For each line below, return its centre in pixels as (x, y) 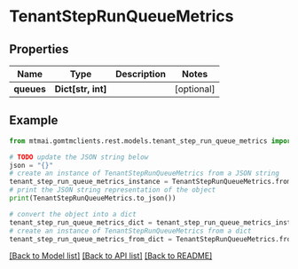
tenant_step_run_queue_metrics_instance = (89, 182)
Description (141, 74)
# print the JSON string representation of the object (113, 190)
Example (34, 120)
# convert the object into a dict (73, 214)
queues (30, 89)
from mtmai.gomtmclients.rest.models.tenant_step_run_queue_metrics (138, 141)
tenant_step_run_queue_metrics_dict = (81, 222)
